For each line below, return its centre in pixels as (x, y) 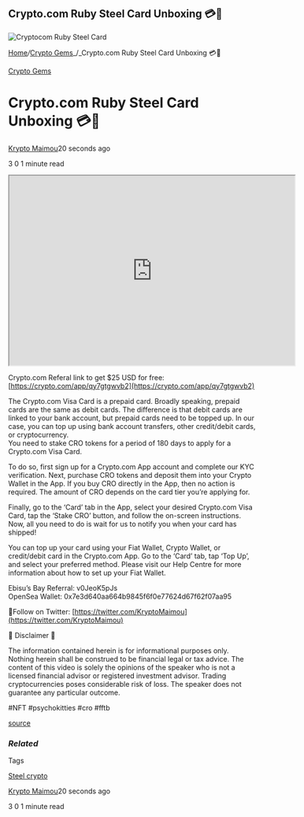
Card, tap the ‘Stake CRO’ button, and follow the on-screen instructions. (125, 515)
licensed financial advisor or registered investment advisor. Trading (117, 675)
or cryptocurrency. (39, 435)
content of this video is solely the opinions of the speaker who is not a (122, 667)
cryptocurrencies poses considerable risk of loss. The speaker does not (125, 684)
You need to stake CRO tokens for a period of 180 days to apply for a (120, 443)
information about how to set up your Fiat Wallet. (87, 573)
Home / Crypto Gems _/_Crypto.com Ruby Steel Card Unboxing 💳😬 (115, 52)
